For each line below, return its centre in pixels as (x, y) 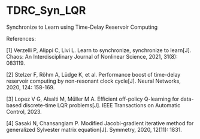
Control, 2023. (24, 111)
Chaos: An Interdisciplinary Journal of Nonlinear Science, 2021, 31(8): (92, 56)
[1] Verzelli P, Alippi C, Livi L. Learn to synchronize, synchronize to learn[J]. (99, 50)
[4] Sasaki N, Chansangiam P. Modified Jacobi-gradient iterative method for (100, 123)
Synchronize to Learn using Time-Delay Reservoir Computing (82, 27)
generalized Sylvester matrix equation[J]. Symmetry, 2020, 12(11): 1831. (94, 129)
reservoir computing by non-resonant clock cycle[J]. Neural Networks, (94, 81)
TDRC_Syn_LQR (46, 10)
